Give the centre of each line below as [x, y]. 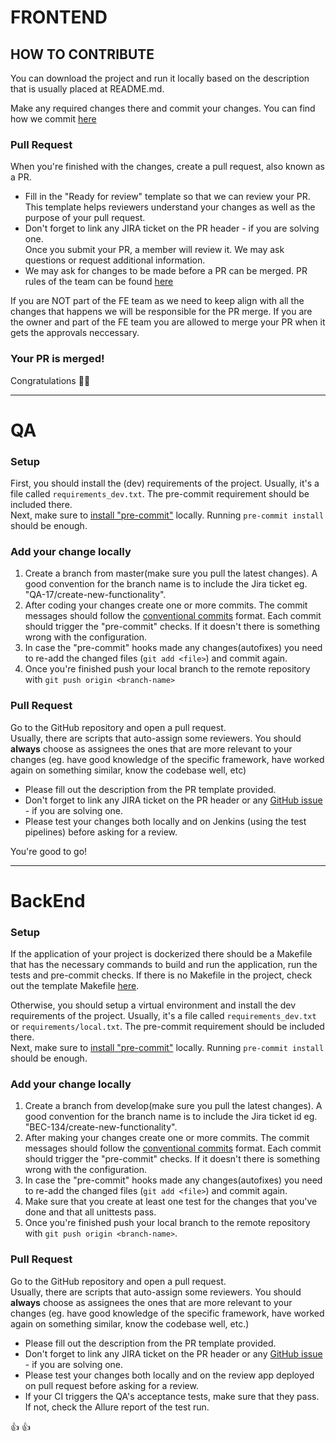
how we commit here [53, 119]
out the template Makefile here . [75, 986]
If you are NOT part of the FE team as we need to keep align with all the [157, 301]
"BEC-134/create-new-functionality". [101, 1127]
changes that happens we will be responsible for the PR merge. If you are [161, 312]
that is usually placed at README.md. [87, 89]
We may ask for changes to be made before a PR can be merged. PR [166, 271]
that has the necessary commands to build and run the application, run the [164, 965]
